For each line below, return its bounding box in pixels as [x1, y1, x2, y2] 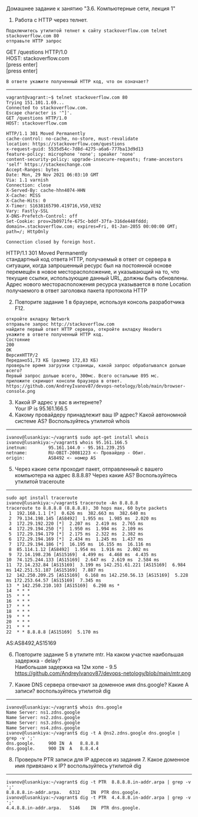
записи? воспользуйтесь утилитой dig [14, 687, 111, 694]
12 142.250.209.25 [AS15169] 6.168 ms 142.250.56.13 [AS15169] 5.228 [6, 572, 189, 578]
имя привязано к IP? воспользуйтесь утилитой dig [14, 762, 141, 769]
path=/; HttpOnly [6, 229, 49, 235]
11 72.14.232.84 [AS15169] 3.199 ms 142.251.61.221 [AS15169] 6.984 [6, 562, 186, 568]
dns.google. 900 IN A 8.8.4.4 [6, 746, 99, 752]
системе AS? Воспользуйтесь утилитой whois [14, 418, 130, 424]
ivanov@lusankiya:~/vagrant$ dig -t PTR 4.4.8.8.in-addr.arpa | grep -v [6, 795, 192, 800]
